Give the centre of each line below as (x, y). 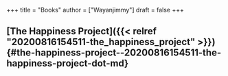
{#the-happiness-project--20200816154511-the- (114, 53)
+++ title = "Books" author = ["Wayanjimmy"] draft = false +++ (95, 10)
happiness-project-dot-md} (68, 63)
